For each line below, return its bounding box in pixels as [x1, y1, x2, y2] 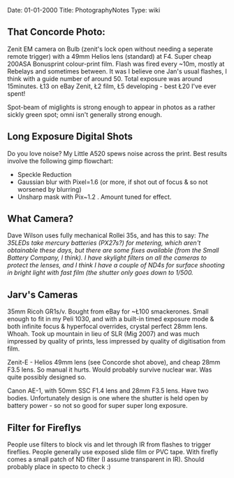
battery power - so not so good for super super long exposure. [7, 402, 188, 410]
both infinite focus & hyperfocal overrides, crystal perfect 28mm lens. [7, 322, 208, 331]
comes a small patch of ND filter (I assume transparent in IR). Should [7, 455, 205, 464]
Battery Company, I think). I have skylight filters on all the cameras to [7, 253, 207, 262]
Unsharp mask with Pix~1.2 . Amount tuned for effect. [17, 192, 172, 201]
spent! [7, 89, 26, 97]
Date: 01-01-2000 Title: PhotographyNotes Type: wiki [7, 6, 161, 14]
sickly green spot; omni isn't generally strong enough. [7, 110, 163, 118]
